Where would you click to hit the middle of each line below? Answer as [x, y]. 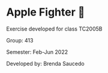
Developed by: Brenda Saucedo [46, 63]
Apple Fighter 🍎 [46, 12]
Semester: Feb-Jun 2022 [37, 52]
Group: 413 [20, 40]
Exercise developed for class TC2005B [54, 29]
